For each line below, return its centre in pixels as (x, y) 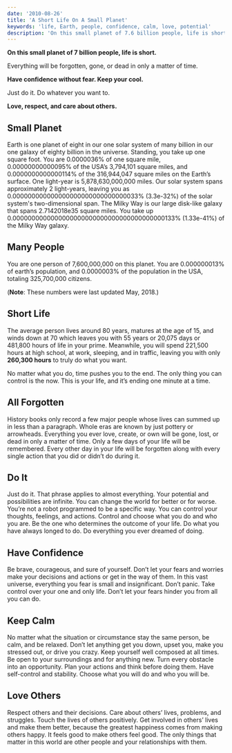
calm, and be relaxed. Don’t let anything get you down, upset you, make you (115, 644)
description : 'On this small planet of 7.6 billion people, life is (108, 33)
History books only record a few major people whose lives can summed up (114, 419)
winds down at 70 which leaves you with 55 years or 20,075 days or (104, 338)
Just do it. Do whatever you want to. (59, 93)
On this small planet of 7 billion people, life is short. (82, 53)
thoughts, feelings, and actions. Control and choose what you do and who (112, 516)
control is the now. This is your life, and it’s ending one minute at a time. (109, 381)
